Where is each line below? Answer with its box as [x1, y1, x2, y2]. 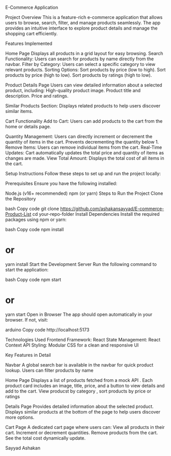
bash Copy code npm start [5, 276, 61, 283]
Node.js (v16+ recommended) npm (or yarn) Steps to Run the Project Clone [5, 190, 163, 196]
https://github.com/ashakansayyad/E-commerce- [60, 206, 164, 212]
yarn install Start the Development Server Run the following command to [5, 261, 157, 267]
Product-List [5, 211, 32, 217]
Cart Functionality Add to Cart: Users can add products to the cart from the [5, 118, 163, 124]
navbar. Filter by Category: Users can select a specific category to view [5, 61, 156, 67]
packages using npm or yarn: [5, 217, 67, 222]
